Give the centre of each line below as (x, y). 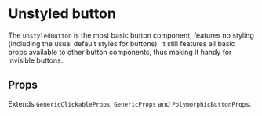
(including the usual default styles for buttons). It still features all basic (122, 43)
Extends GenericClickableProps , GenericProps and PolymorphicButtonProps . (130, 103)
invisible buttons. (36, 60)
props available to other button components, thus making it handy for (120, 52)
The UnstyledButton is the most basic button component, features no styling (131, 35)
